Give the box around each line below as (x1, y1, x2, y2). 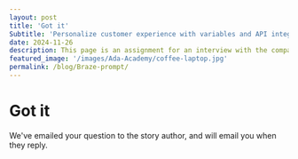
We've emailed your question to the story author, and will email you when (9, 130, 277, 140)
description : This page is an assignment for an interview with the (9, 46, 268, 55)
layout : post (9, 12, 58, 22)
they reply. (9, 139, 49, 150)
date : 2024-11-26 (9, 37, 74, 47)
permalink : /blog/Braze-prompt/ (9, 63, 129, 72)
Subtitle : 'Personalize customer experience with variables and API (9, 29, 268, 38)
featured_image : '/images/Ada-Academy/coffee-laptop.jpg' (9, 54, 228, 63)
